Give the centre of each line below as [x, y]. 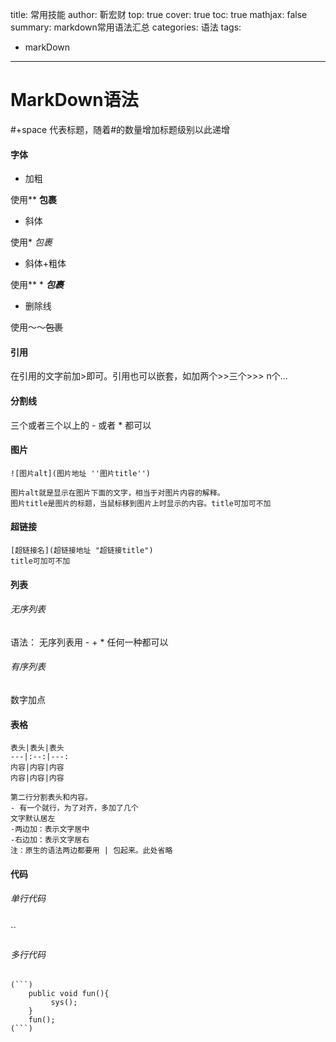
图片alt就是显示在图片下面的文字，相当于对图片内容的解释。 [117, 493]
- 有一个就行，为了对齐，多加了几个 [74, 808]
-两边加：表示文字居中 [50, 829]
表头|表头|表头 [37, 748]
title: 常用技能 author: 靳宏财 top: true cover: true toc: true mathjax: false [159, 14]
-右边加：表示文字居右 [50, 840]
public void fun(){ [69, 994]
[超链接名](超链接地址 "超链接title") [82, 550]
